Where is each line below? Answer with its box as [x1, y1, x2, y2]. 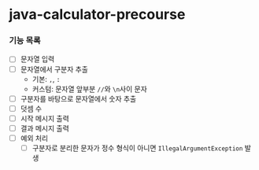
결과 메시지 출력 [20, 124, 69, 133]
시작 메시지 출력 [20, 113, 69, 123]
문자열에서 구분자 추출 [20, 65, 89, 74]
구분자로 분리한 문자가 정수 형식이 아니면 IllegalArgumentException [31, 143, 243, 153]
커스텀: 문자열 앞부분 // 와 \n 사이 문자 [31, 84, 148, 94]
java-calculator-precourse [9, 6, 186, 24]
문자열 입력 [20, 54, 55, 64]
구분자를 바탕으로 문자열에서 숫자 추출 [20, 94, 137, 103]
